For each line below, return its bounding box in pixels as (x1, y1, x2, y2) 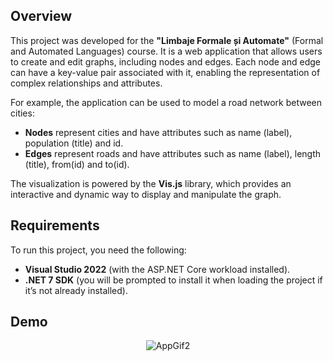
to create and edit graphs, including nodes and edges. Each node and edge (10, 55, 321, 68)
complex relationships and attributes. (10, 77, 163, 89)
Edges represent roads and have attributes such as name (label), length (24, 147, 322, 159)
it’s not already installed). (24, 284, 128, 296)
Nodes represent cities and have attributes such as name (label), (24, 126, 293, 138)
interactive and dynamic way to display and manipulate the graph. (10, 188, 282, 200)
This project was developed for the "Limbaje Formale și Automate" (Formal (10, 34, 324, 46)
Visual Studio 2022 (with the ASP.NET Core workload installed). (24, 263, 291, 275)
